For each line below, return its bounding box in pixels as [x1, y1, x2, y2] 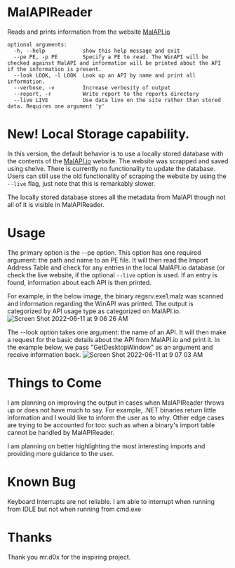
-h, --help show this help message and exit [13, 47, 180, 54]
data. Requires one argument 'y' [7, 103, 105, 110]
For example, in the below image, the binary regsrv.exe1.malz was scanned [7, 291, 224, 300]
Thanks [7, 529, 53, 545]
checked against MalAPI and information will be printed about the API [7, 59, 221, 67]
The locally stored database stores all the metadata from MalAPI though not [7, 193, 226, 201]
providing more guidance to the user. [7, 449, 114, 457]
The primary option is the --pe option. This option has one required [7, 248, 201, 257]
